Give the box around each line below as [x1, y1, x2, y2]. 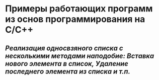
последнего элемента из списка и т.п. [5, 67, 131, 76]
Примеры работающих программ [5, 3, 153, 14]
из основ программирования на [5, 13, 146, 25]
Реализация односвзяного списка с [5, 44, 123, 52]
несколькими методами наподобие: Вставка [5, 52, 155, 60]
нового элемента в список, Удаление [5, 59, 128, 68]
